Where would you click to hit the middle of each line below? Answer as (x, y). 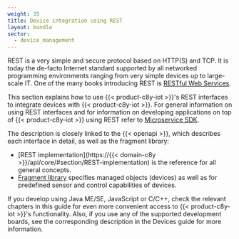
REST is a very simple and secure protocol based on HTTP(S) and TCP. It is (118, 60)
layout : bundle (30, 27)
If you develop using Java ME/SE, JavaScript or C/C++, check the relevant (117, 199)
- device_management (44, 41)
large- (216, 76)
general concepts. (44, 170)
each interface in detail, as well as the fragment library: (88, 141)
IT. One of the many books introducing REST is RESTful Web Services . (128, 83)
